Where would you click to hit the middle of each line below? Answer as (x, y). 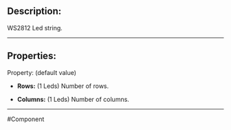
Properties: (32, 56)
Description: (34, 11)
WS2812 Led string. (35, 28)
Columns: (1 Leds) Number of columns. (73, 99)
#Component (26, 119)
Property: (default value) (42, 72)
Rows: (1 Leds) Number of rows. (63, 86)
